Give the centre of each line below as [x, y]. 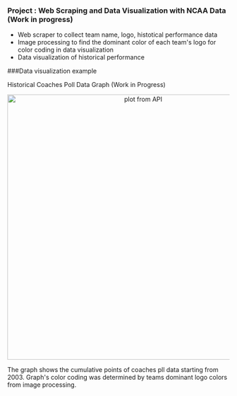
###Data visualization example [52, 71]
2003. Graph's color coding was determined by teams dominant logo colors [117, 378]
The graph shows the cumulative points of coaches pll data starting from [113, 370]
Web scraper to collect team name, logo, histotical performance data [117, 35]
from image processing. [42, 385]
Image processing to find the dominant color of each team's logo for [117, 42]
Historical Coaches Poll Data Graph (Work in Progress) [86, 85]
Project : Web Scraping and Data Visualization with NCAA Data [117, 11]
